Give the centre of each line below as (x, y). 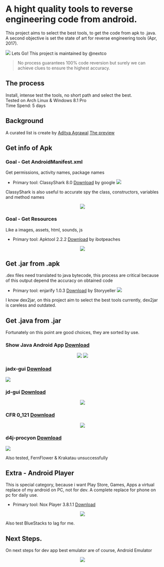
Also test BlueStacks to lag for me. (40, 523)
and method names (25, 197)
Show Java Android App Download (48, 345)
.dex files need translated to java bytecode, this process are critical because (82, 275)
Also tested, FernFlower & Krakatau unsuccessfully (57, 458)
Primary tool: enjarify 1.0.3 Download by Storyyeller (64, 291)
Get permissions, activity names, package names (55, 172)
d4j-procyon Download (34, 438)
